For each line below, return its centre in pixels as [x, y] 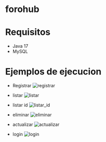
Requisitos [28, 32]
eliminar [21, 115]
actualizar [23, 124]
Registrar [22, 86]
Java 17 [20, 46]
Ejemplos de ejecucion [54, 72]
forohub [22, 9]
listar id [20, 105]
